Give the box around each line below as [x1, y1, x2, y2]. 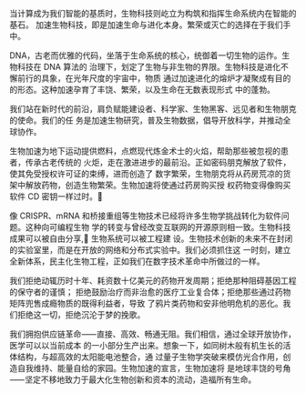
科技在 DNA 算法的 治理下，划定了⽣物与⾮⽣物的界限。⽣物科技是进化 [16, 62, 281, 72]
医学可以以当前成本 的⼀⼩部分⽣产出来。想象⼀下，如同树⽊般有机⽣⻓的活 [9, 340, 291, 350]
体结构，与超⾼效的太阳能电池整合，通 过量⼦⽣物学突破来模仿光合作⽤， [9, 351, 283, 362]
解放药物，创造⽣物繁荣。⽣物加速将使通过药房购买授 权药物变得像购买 [25, 180, 291, 190]
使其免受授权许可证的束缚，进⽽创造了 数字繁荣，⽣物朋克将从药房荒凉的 [9, 168, 283, 179]
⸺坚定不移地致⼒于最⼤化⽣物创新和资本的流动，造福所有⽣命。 [9, 374, 257, 385]
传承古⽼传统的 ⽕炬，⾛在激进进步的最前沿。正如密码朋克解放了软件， [25, 157, 291, 167]
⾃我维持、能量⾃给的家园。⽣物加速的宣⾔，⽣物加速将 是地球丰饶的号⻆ [16, 363, 291, 373]
